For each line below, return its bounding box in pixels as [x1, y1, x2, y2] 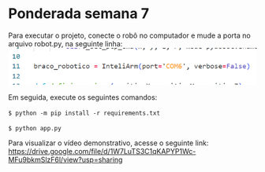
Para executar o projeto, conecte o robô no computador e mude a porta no [8, 31, 251, 40]
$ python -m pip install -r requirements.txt [8, 109, 160, 117]
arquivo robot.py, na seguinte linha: [8, 38, 123, 48]
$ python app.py [8, 124, 62, 132]
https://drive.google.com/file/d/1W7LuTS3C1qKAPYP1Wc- [8, 146, 196, 156]
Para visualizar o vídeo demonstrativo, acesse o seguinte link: [8, 138, 209, 148]
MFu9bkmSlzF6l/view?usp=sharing [8, 155, 123, 164]
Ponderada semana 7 [8, 5, 150, 23]
